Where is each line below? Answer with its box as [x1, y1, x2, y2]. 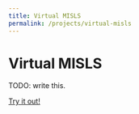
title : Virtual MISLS [8, 11, 82, 20]
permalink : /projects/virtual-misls [8, 19, 132, 27]
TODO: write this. [8, 81, 66, 91]
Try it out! [8, 96, 40, 106]
